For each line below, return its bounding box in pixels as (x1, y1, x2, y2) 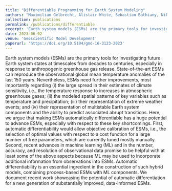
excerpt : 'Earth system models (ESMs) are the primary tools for (5, 27, 147, 32)
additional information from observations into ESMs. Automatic (5, 158, 138, 164)
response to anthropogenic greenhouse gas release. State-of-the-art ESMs (5, 66, 164, 72)
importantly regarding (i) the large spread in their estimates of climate (5, 82, 152, 88)
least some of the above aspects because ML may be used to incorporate (5, 153, 161, 159)
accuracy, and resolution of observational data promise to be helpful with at (5, 147, 165, 154)
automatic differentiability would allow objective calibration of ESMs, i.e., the (5, 125, 166, 132)
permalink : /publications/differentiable (5, 22, 95, 27)
